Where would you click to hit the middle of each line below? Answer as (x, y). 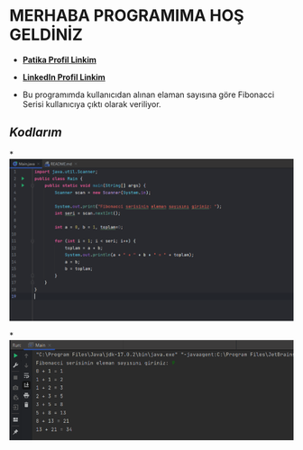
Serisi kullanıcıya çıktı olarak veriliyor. (92, 103)
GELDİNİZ (46, 35)
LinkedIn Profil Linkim (64, 76)
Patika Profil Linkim (60, 59)
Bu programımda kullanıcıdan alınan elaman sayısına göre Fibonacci (148, 94)
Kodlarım (36, 133)
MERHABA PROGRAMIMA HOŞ (127, 16)
